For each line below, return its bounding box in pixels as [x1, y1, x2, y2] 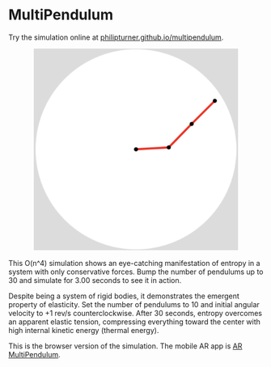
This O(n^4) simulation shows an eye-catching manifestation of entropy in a [8, 259, 260, 268]
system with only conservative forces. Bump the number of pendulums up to [8, 267, 264, 276]
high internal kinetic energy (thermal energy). [8, 326, 159, 335]
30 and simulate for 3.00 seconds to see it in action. [8, 276, 182, 285]
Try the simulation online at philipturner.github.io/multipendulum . [8, 32, 224, 42]
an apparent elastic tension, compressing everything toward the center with [8, 317, 261, 327]
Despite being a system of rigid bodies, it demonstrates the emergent [8, 291, 240, 301]
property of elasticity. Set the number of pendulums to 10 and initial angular [8, 300, 260, 310]
